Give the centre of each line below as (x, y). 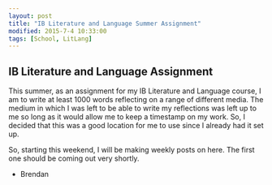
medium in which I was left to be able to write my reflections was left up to (133, 108)
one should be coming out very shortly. (74, 158)
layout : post (30, 16)
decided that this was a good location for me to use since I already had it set (136, 126)
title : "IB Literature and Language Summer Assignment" (105, 24)
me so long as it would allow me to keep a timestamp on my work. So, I (127, 117)
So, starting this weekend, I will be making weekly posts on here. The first (132, 150)
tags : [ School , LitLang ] (50, 39)
